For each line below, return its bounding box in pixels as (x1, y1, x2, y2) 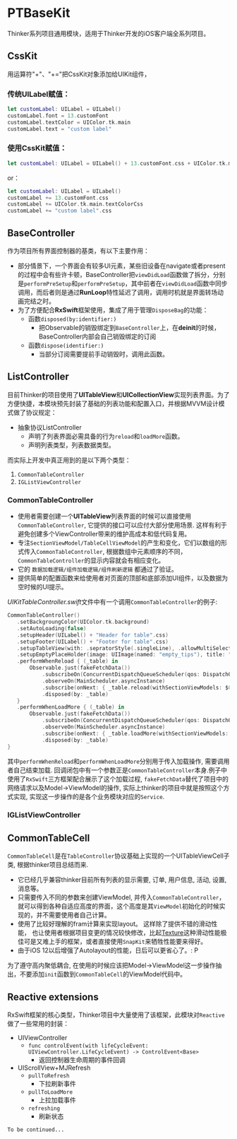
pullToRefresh (28, 1073, 70, 1080)
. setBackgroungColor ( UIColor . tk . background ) (16, 618, 150, 626)
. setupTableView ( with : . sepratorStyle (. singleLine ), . (16, 644, 181, 651)
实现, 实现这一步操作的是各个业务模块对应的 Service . (13, 792, 165, 801)
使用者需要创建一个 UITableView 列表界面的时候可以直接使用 (17, 512, 192, 521)
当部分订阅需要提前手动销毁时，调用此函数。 (38, 350, 169, 358)
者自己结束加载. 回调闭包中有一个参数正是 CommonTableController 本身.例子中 (7, 765, 228, 774)
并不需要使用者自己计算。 (36, 911, 111, 919)
